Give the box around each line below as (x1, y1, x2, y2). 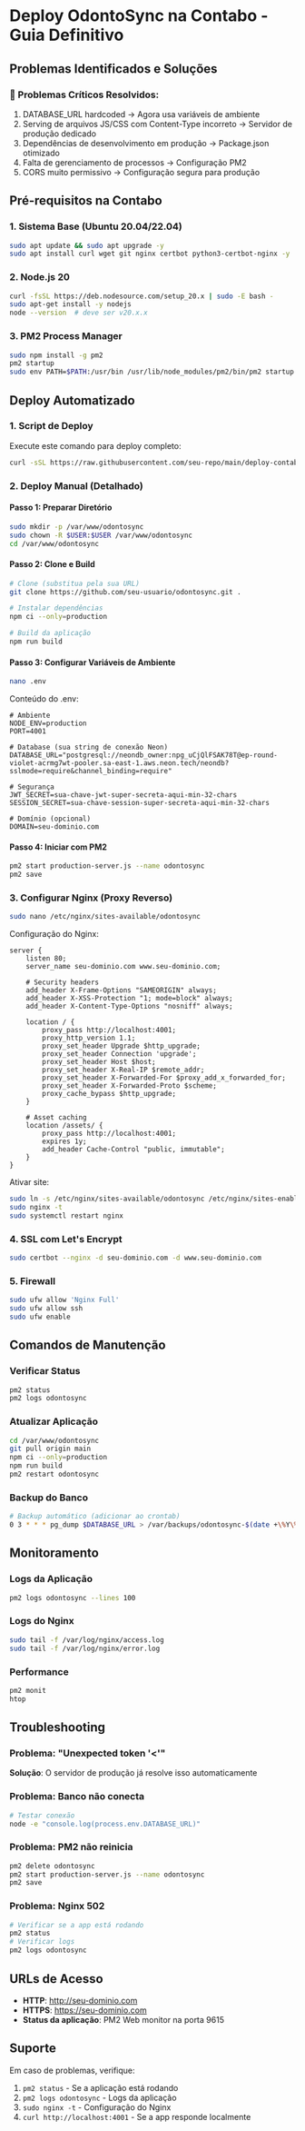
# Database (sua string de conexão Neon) (9, 742, 169, 752)
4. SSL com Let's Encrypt (9, 1232, 123, 1245)
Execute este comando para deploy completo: (9, 440, 182, 451)
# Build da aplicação (9, 629, 92, 638)
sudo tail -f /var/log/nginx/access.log (9, 1635, 165, 1645)
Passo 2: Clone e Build (9, 559, 95, 570)
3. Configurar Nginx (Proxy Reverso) (9, 891, 173, 904)
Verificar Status (9, 1365, 81, 1378)
